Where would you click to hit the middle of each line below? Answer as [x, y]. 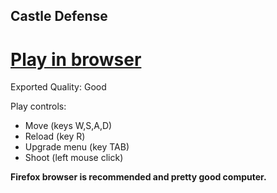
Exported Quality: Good [58, 87]
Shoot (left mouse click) [74, 158]
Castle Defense [59, 16]
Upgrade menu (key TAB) [77, 147]
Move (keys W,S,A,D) [68, 126]
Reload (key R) [55, 136]
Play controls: [38, 106]
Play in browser [76, 59]
